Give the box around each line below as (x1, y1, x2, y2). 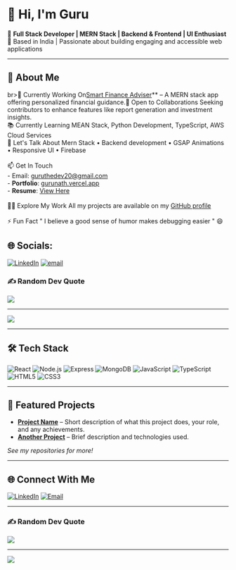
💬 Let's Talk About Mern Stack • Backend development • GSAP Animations (7, 138, 225, 147)
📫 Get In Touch (7, 161, 53, 170)
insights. (7, 113, 32, 121)
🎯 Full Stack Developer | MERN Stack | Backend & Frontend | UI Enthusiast (7, 30, 227, 38)
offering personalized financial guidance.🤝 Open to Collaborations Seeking (7, 98, 223, 106)
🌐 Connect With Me (7, 473, 96, 485)
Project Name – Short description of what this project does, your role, (17, 418, 220, 426)
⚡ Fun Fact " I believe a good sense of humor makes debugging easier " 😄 (7, 216, 223, 225)
